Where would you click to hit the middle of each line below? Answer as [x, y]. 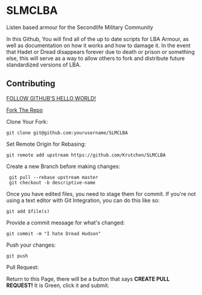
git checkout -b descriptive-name [52, 183]
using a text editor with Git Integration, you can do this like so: [83, 200]
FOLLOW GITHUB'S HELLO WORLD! [51, 98]
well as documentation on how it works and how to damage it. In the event [99, 45]
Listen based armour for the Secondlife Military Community [80, 27]
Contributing [31, 84]
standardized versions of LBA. [44, 65]
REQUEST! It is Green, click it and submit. [58, 285]
